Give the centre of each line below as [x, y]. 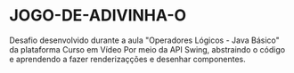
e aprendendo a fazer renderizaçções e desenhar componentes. [128, 59]
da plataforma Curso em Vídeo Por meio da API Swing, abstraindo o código [147, 49]
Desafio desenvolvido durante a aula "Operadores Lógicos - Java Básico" [145, 40]
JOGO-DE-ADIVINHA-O [98, 16]
